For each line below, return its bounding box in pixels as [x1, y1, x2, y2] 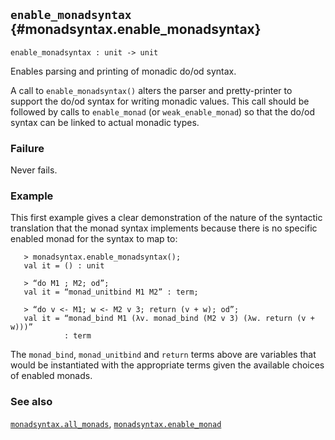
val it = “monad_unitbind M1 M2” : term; [23, 287, 199, 298]
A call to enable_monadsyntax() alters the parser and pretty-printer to [10, 84, 293, 96]
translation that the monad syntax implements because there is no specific [10, 222, 318, 234]
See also [10, 395, 53, 409]
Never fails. [10, 164, 58, 176]
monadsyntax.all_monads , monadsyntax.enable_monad [10, 417, 222, 429]
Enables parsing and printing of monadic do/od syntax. [10, 65, 237, 77]
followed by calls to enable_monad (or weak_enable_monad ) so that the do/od [10, 105, 316, 118]
